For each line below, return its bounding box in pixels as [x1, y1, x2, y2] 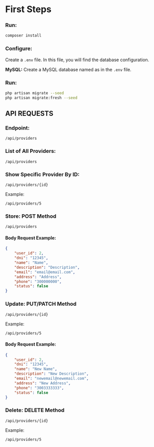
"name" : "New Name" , [14, 367, 57, 372]
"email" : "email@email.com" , [14, 269, 75, 274]
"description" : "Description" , [14, 265, 80, 270]
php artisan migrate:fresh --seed [5, 95, 78, 100]
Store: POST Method [5, 213, 57, 220]
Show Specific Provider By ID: [5, 171, 80, 178]
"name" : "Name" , [14, 260, 49, 265]
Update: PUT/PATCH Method [5, 300, 77, 307]
